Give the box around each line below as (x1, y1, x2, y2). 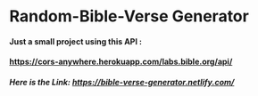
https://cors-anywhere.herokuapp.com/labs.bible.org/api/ (9, 56, 233, 68)
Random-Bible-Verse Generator (9, 6, 250, 27)
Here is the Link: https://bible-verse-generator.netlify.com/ (9, 76, 235, 87)
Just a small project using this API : (9, 36, 143, 46)
